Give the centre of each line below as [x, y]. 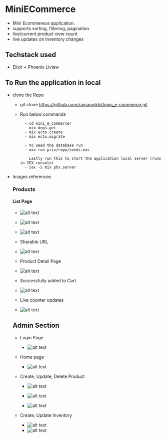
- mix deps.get [40, 128]
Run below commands [43, 114]
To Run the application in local [53, 83]
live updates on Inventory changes [48, 39]
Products [24, 189]
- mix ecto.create [43, 132]
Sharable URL [34, 242]
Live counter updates [42, 300]
